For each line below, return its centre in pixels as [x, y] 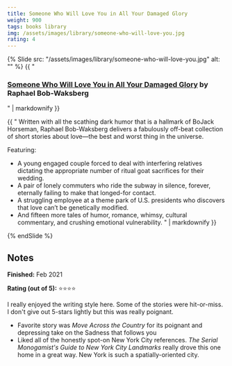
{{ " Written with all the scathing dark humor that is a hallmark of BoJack [110, 122]
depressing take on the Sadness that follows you [87, 333]
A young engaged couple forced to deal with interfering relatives [110, 163]
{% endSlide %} [30, 236]
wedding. [31, 178]
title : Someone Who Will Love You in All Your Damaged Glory [98, 14]
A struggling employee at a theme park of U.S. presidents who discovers [121, 200]
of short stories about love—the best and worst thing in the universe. [106, 137]
